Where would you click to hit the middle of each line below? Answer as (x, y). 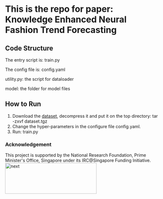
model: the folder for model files (38, 89)
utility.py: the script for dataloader (39, 79)
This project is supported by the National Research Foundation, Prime (76, 155)
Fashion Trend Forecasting (61, 30)
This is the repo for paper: (59, 9)
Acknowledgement (28, 144)
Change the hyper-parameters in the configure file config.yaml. (77, 126)
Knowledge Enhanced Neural (66, 19)
